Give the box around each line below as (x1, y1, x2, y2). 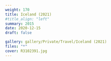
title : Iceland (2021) (5, 12, 52, 17)
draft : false (5, 30, 32, 35)
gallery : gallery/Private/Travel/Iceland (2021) (5, 39, 107, 45)
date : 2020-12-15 (5, 26, 41, 31)
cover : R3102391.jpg (5, 48, 48, 54)
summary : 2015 (5, 21, 35, 26)
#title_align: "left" (5, 16, 50, 21)
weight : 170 (5, 7, 30, 12)
